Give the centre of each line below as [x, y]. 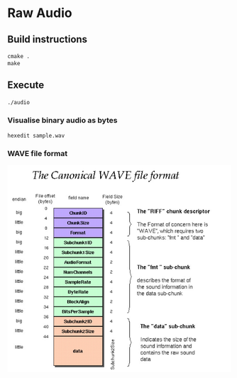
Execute [26, 85]
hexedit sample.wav [36, 136]
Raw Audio [40, 13]
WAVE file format [38, 154]
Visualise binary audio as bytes [62, 120]
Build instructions [47, 39]
